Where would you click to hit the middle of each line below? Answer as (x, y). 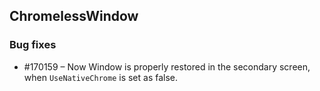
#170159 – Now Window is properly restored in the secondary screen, (167, 66)
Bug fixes (33, 45)
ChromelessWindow (74, 16)
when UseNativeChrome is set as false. (101, 77)
